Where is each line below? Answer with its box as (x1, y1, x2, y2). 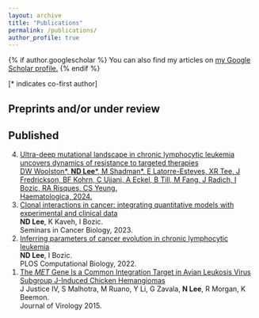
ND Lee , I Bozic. (19, 251, 73, 260)
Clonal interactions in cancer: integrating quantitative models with (19, 200, 234, 210)
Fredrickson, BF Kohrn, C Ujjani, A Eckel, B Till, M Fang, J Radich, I (19, 175, 237, 184)
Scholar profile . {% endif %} (8, 64, 101, 74)
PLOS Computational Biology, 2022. (19, 259, 137, 269)
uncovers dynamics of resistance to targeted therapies (19, 158, 200, 168)
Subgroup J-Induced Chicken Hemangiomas (19, 276, 166, 286)
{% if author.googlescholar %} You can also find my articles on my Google (8, 55, 251, 65)
